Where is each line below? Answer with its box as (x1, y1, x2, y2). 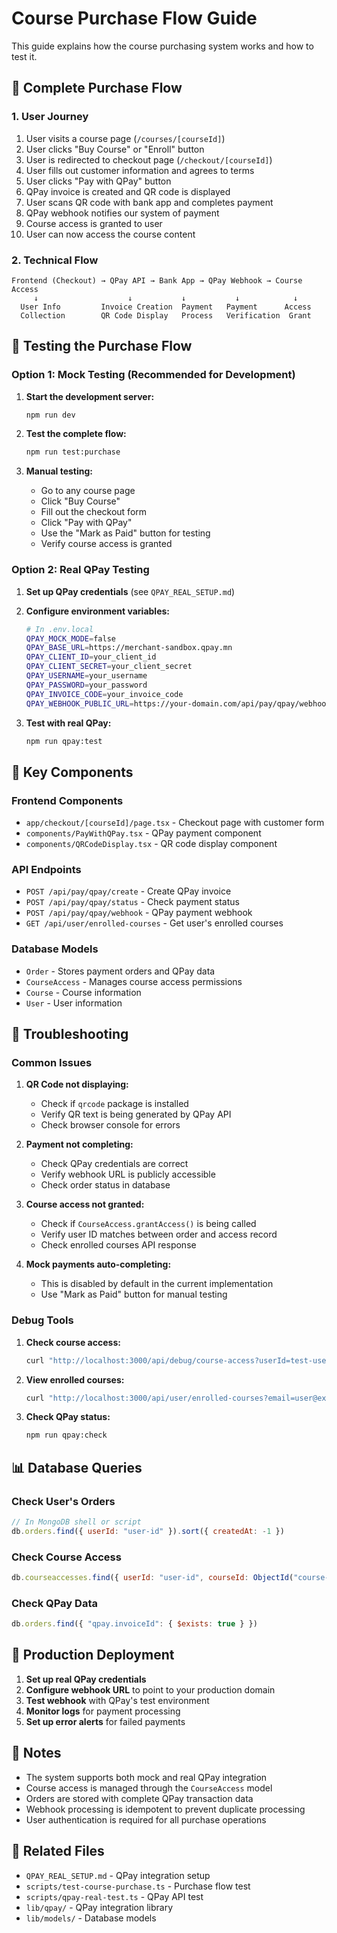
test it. (11, 50, 38, 62)
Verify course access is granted (40, 538, 173, 550)
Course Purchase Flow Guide (11, 7, 258, 30)
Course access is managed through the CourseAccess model (25, 1782, 273, 1794)
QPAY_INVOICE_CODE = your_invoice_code (25, 689, 184, 699)
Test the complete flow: (25, 428, 127, 440)
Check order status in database (40, 1179, 171, 1191)
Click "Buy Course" (40, 495, 121, 507)
